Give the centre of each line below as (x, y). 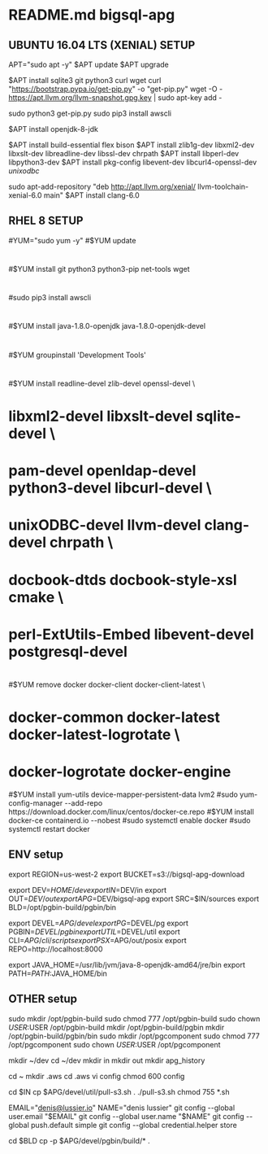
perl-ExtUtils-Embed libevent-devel (131, 634)
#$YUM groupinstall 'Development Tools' (77, 355)
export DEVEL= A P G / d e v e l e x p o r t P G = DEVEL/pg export (99, 923)
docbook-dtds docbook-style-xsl (123, 580)
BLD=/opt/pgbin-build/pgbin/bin (62, 907)
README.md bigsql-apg (92, 15)
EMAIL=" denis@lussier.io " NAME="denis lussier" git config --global (122, 1108)
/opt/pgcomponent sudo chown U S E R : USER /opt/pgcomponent (115, 1044)
